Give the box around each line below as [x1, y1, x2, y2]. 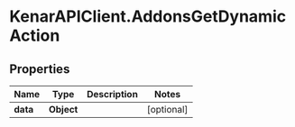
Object [48, 104, 78, 115]
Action [9, 25, 60, 46]
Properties [9, 61, 70, 77]
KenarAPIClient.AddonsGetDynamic [9, 6, 287, 27]
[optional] [146, 104, 189, 115]
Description [87, 88, 138, 100]
